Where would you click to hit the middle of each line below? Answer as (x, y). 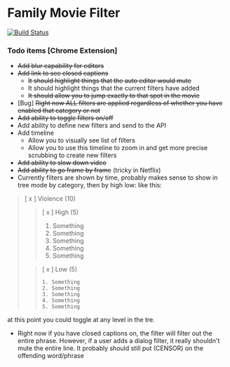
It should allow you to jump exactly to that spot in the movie (114, 95)
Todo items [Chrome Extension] (62, 51)
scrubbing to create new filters (72, 155)
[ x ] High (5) (60, 213)
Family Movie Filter (64, 13)
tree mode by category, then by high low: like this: (90, 185)
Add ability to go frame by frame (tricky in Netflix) (89, 171)
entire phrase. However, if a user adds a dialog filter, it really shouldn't (119, 341)
